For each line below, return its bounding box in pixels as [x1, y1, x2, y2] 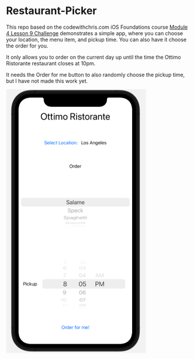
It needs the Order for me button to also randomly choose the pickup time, [6, 71, 185, 78]
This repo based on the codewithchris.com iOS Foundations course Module [6, 23, 188, 31]
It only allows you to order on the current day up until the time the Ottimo [6, 53, 181, 60]
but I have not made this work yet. [6, 77, 88, 84]
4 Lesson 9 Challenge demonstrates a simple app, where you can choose [6, 29, 183, 36]
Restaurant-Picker [6, 4, 97, 18]
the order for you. [6, 42, 49, 49]
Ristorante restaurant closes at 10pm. [6, 60, 96, 67]
